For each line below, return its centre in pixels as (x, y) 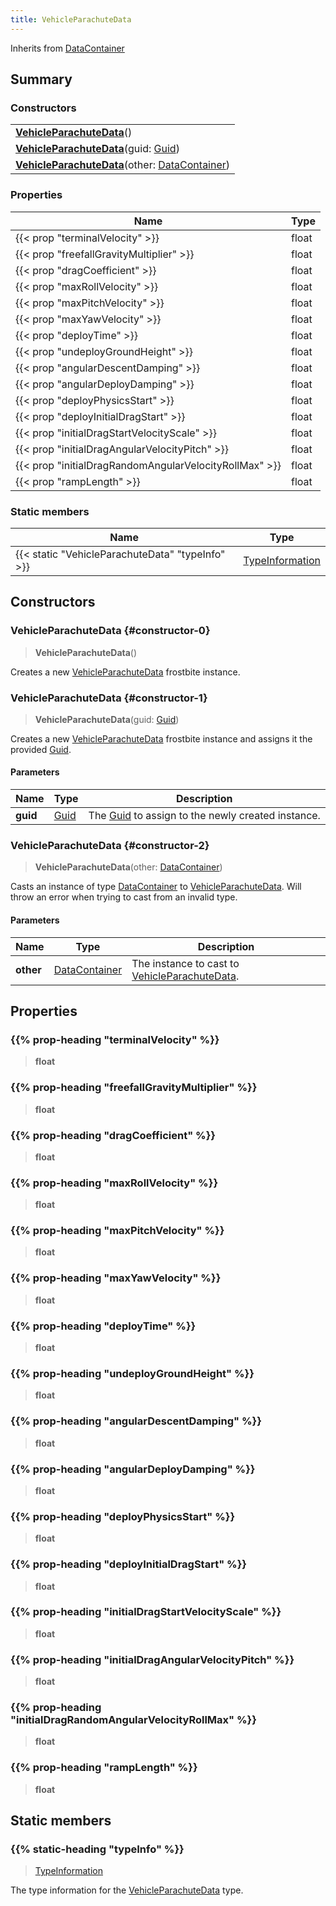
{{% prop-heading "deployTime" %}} (103, 1326)
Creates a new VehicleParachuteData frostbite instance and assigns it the (161, 738)
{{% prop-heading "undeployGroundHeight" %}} (132, 1373)
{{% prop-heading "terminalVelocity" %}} (115, 1039)
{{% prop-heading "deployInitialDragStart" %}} (129, 1564)
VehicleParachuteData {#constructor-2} (110, 846)
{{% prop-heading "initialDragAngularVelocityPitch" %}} (152, 1659)
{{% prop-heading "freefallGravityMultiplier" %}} (134, 1088)
